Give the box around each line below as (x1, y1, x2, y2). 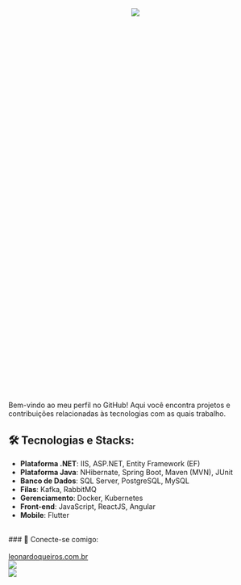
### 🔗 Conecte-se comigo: (8, 535, 99, 544)
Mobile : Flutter (19, 511, 70, 520)
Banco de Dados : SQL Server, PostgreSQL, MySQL (19, 476, 189, 486)
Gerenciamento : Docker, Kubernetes (19, 493, 143, 503)
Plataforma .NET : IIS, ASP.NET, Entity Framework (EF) (19, 459, 201, 468)
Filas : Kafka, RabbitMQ (19, 485, 97, 494)
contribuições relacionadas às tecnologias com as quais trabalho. (8, 409, 226, 419)
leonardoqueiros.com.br (8, 552, 89, 561)
